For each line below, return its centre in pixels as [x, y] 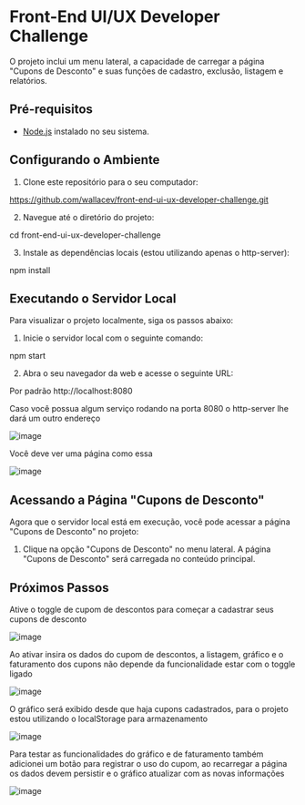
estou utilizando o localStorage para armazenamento [109, 718]
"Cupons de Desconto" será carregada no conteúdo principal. [139, 559]
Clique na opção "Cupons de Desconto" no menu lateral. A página [147, 549]
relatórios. [28, 80]
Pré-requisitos [51, 110]
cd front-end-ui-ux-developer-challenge [85, 235]
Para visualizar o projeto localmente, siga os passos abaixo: [122, 321]
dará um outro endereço [55, 418]
